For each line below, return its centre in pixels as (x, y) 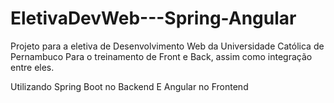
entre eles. (32, 67)
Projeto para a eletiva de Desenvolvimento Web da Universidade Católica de (167, 46)
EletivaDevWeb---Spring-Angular (153, 18)
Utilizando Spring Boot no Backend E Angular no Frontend (129, 86)
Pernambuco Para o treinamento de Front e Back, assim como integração (161, 56)
